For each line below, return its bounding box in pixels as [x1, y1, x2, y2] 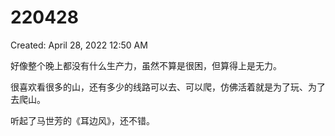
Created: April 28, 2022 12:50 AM [10, 39, 148, 51]
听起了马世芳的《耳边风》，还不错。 [10, 114, 155, 126]
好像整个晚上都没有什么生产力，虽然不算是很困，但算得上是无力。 [10, 59, 282, 71]
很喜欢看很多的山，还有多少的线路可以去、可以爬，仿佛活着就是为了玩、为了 [10, 81, 326, 93]
